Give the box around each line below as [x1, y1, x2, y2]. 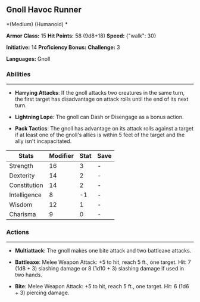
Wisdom [9, 201, 33, 209]
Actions [6, 228, 30, 236]
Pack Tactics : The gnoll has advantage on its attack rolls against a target [14, 125, 194, 132]
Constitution [9, 181, 43, 189]
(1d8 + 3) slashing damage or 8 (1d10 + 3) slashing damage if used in [14, 265, 185, 272]
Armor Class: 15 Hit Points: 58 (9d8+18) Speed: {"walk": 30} [6, 32, 157, 39]
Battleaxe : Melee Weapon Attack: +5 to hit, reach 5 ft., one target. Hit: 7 [14, 259, 192, 266]
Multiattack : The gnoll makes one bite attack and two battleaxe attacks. [14, 247, 192, 254]
